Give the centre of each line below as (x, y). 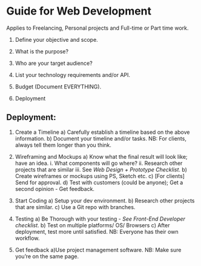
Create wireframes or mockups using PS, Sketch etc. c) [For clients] (100, 176)
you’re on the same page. (47, 256)
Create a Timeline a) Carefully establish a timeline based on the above (102, 132)
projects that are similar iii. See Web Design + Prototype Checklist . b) (101, 169)
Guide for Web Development (79, 11)
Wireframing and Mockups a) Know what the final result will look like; (101, 156)
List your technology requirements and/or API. (73, 75)
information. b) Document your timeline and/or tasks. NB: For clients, (100, 138)
